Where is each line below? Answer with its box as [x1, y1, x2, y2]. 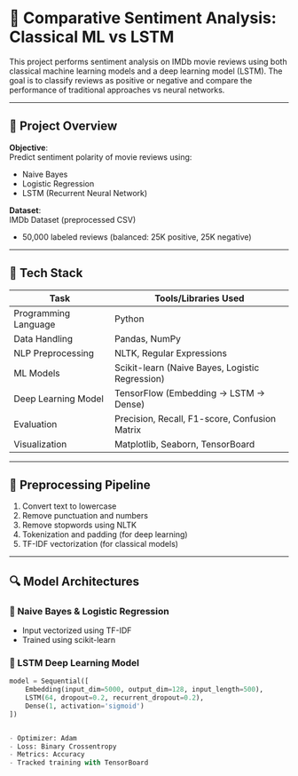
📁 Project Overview [9, 119, 118, 134]
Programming [13, 306, 71, 319]
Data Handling [13, 332, 74, 344]
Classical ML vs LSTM [9, 27, 175, 47]
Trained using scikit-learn [21, 635, 116, 645]
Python [114, 313, 145, 325]
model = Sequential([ [9, 677, 90, 686]
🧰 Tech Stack [9, 265, 83, 281]
